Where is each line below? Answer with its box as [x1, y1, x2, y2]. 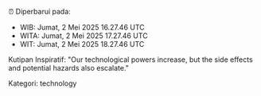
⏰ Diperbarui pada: [8, 7, 72, 16]
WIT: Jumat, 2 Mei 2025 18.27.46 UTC [19, 40, 145, 48]
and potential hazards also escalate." [8, 63, 130, 72]
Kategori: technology [8, 79, 77, 88]
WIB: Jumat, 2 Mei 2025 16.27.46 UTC [19, 23, 145, 32]
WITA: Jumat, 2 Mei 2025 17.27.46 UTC [19, 31, 149, 40]
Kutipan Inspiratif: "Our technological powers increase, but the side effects [8, 55, 253, 64]
